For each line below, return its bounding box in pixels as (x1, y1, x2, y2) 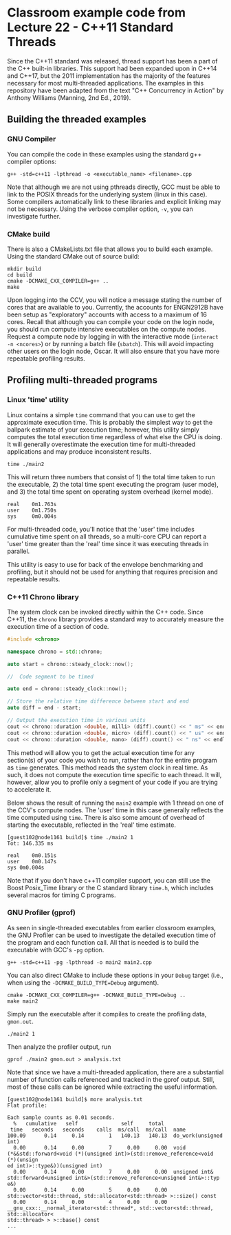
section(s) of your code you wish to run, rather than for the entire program (7, 756, 218, 764)
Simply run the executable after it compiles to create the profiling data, (7, 1010, 207, 1018)
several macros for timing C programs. (7, 891, 116, 899)
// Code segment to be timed (7, 673, 94, 680)
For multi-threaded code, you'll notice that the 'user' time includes (7, 525, 195, 533)
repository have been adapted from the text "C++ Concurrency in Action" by (7, 86, 224, 94)
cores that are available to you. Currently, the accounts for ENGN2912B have (7, 303, 224, 311)
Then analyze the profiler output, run (7, 1043, 111, 1051)
